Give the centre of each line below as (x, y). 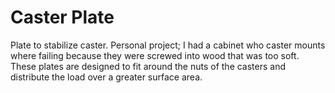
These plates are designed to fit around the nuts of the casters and (148, 66)
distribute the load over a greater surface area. (106, 77)
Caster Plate (62, 17)
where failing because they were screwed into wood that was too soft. (155, 55)
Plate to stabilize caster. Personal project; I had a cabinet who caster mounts (168, 45)
